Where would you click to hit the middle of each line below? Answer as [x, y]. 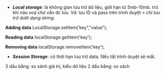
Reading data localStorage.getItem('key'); [49, 37]
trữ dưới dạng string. [34, 18]
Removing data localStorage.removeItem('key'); [55, 47]
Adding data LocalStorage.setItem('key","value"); [56, 27]
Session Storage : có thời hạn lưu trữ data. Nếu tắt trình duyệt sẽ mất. [84, 56]
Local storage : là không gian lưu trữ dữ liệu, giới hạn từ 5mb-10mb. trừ [85, 7]
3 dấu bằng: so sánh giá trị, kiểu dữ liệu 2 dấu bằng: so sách [67, 66]
